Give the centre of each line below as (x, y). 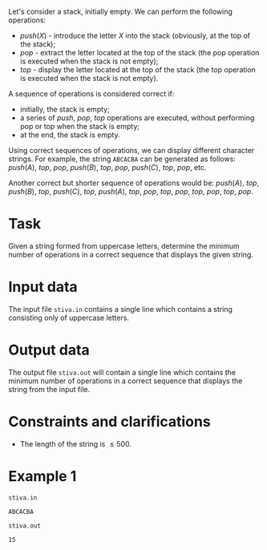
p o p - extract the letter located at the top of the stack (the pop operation (140, 53)
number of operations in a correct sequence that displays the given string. (131, 254)
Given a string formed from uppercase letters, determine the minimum (124, 246)
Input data (43, 287)
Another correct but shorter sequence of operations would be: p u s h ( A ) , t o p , (133, 183)
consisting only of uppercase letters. (69, 317)
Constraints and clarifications (109, 422)
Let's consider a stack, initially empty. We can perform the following (120, 12)
